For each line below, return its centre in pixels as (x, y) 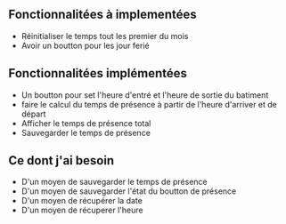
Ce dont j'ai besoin (61, 160)
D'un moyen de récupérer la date (82, 201)
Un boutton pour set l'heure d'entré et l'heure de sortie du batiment (145, 95)
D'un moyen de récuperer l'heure (82, 210)
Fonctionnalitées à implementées (102, 15)
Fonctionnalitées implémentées (98, 73)
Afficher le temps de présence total (86, 123)
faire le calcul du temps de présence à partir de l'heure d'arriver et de (149, 104)
